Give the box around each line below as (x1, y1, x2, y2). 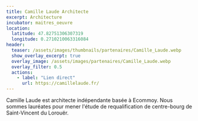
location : (6, 25, 31, 31)
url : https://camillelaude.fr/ (21, 81, 100, 87)
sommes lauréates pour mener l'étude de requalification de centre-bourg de (6, 103, 193, 110)
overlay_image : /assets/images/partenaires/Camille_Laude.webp (11, 58, 171, 64)
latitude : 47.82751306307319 (11, 31, 84, 37)
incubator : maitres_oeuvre (6, 20, 73, 26)
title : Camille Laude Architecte (6, 8, 89, 15)
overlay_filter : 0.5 (11, 63, 62, 70)
